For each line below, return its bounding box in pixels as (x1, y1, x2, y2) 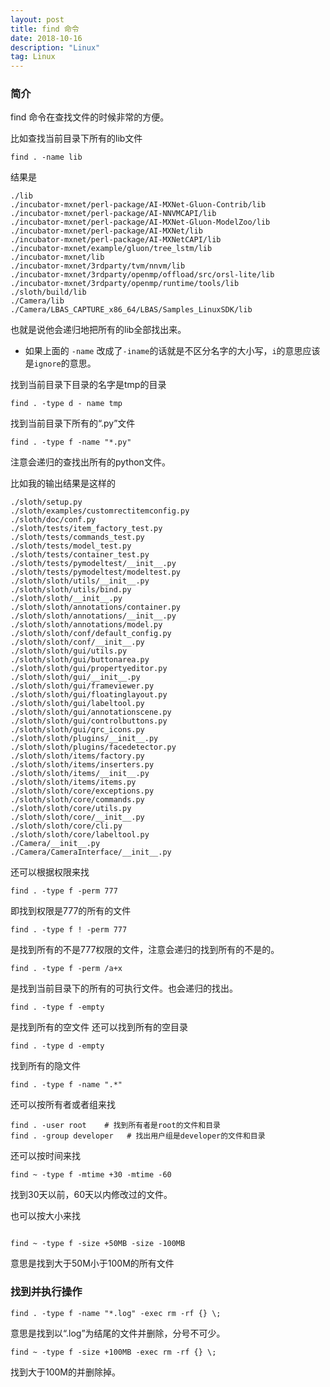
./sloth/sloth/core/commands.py (10, 795, 145, 805)
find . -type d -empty (10, 1041, 105, 1051)
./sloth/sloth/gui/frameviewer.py (10, 681, 155, 691)
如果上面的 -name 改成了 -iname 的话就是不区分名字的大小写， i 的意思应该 (24, 345, 321, 357)
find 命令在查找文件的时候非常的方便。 (10, 111, 170, 123)
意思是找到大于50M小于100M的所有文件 (10, 1257, 175, 1270)
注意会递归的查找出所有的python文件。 (10, 456, 171, 468)
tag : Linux (10, 52, 56, 62)
